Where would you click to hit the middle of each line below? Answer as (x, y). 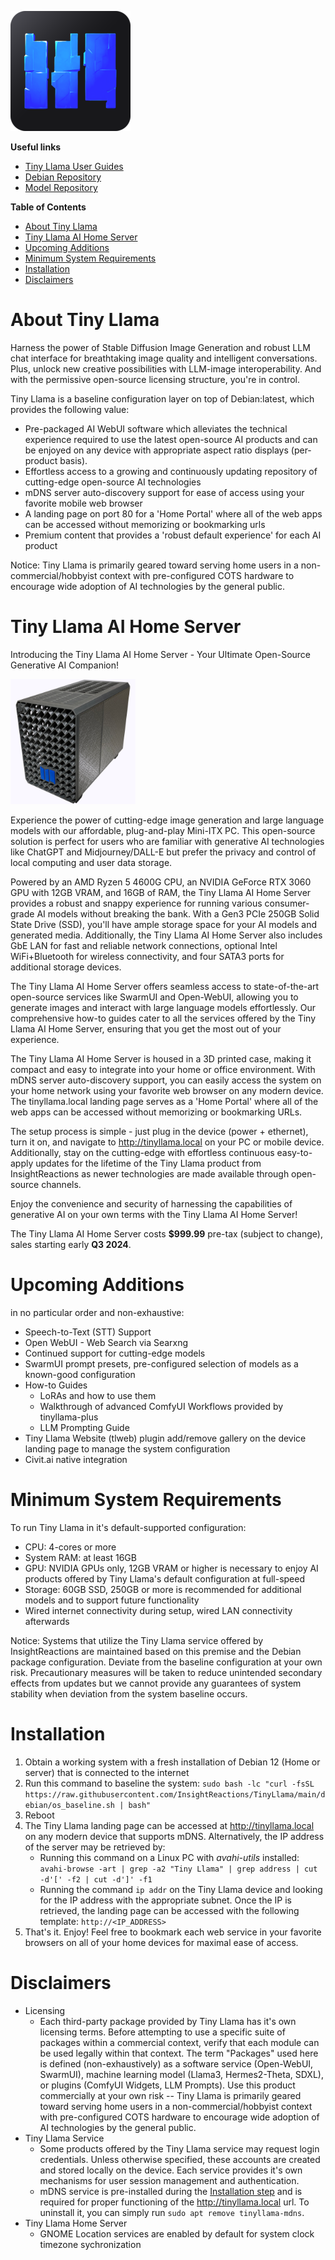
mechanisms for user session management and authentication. (169, 2180)
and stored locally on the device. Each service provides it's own (171, 2170)
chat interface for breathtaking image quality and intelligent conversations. (164, 358)
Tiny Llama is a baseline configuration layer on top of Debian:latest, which (162, 398)
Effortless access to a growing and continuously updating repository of (171, 471)
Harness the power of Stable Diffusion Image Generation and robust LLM (160, 347)
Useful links (36, 147)
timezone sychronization (90, 2244)
